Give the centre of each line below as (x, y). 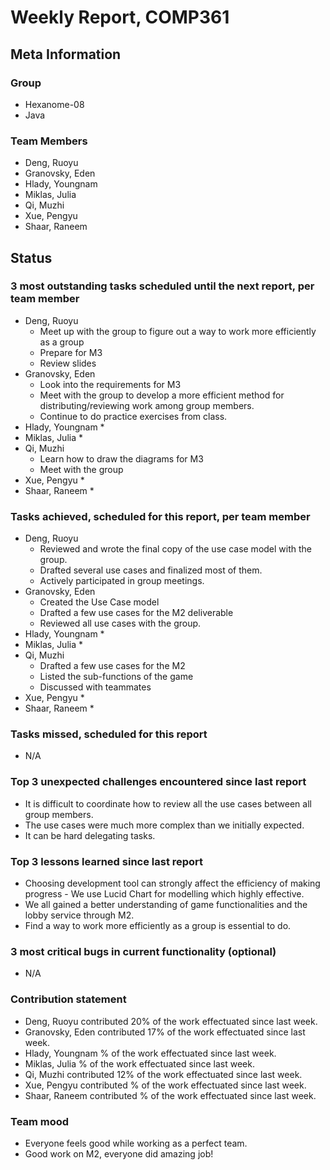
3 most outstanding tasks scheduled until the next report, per (162, 286)
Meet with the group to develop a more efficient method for (162, 395)
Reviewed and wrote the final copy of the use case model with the (176, 549)
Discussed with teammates (95, 687)
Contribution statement (68, 999)
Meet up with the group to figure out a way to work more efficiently (178, 331)
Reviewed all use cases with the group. (120, 623)
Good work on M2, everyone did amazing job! (119, 1153)
